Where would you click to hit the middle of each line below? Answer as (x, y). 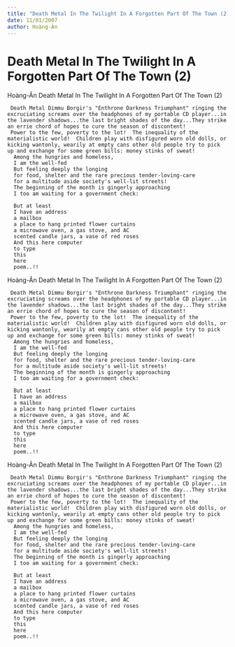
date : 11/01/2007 (33, 20)
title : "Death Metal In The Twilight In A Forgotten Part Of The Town (112, 14)
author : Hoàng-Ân (33, 27)
